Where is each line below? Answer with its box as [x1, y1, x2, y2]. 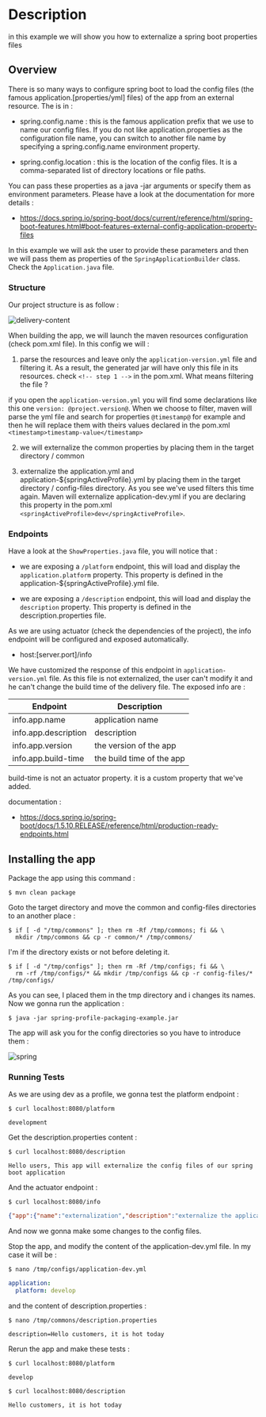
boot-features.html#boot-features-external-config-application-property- [19, 221, 257, 231]
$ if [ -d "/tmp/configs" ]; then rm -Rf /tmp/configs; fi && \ [8, 963, 225, 971]
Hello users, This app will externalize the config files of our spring [8, 1162, 253, 1170]
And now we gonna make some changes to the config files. [8, 1227, 202, 1236]
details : [8, 197, 34, 207]
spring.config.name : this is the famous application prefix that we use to [19, 117, 254, 126]
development [8, 1119, 47, 1127]
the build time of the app [94, 753, 186, 764]
